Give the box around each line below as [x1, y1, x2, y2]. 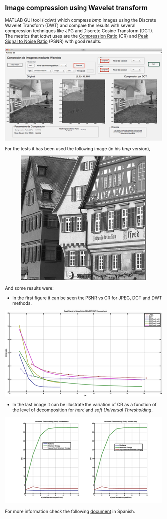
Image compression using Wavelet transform [5, 4, 148, 12]
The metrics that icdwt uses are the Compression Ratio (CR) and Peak [5, 33, 149, 39]
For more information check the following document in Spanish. [5, 508, 135, 515]
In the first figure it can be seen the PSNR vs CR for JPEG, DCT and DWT [12, 295, 162, 301]
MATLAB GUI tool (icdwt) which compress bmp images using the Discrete [5, 17, 157, 23]
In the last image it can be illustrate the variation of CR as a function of [12, 401, 157, 407]
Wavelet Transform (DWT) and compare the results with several [5, 22, 136, 28]
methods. [12, 300, 32, 306]
